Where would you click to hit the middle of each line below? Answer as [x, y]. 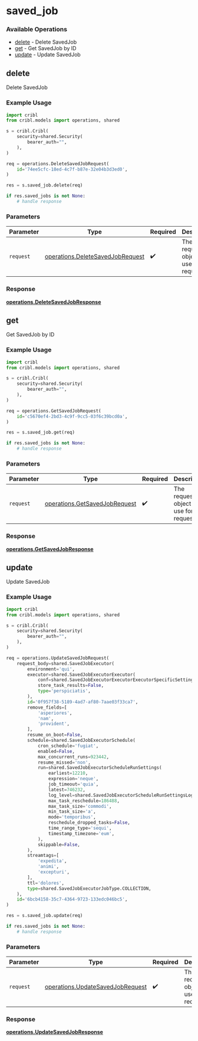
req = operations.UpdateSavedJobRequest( [58, 658]
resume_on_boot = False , [55, 735]
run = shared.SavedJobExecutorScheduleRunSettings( [100, 768]
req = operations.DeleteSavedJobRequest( [58, 163]
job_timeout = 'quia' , [73, 784]
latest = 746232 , [67, 790]
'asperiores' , [55, 713]
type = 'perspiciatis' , [64, 691]
